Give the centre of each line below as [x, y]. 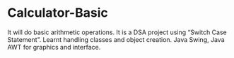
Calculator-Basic [58, 13]
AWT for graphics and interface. [54, 47]
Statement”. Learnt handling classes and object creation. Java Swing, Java [116, 39]
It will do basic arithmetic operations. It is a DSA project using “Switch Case [117, 32]
